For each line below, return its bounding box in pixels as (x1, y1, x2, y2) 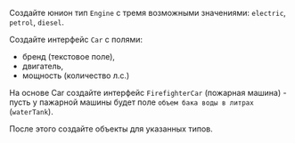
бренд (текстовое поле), (21, 52, 116, 61)
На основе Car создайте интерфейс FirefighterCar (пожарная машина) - (9, 88, 287, 98)
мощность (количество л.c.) (21, 70, 130, 81)
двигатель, (21, 61, 64, 71)
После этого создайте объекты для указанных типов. (9, 123, 214, 134)
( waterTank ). (9, 107, 53, 116)
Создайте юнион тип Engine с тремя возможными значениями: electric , (9, 8, 287, 18)
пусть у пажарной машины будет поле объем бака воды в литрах (9, 97, 254, 107)
